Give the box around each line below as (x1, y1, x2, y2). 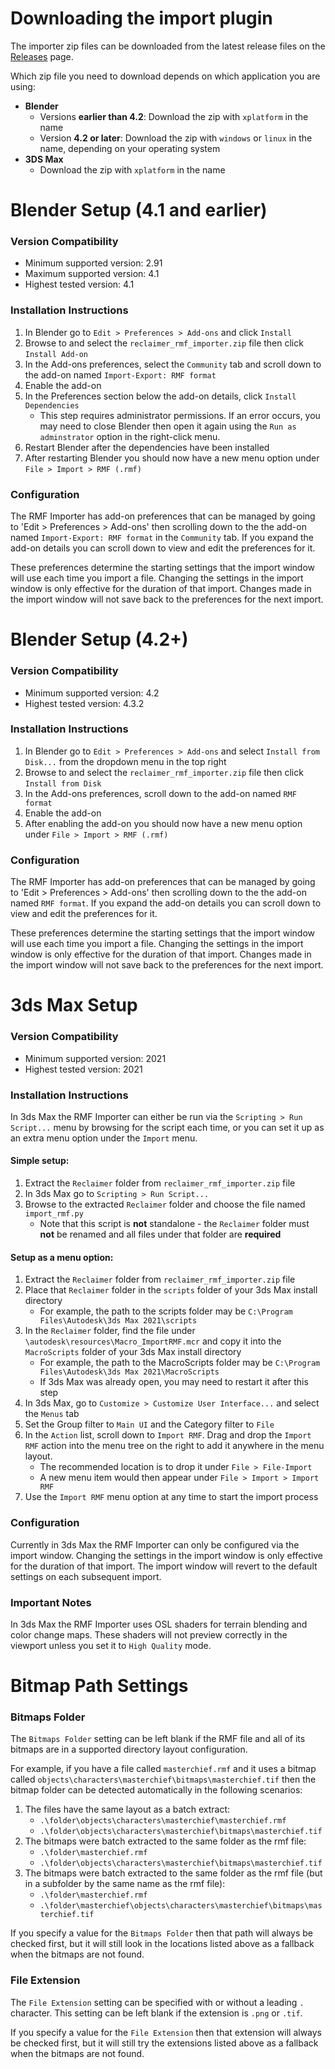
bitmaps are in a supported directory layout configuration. (10, 1743, 248, 1756)
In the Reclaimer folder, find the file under (24, 1325, 196, 1337)
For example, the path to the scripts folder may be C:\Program (39, 1305, 293, 1317)
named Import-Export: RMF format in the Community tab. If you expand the (10, 532, 314, 544)
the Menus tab (24, 1408, 80, 1420)
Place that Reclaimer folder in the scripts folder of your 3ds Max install (24, 1284, 318, 1296)
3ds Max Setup (10, 994, 138, 1017)
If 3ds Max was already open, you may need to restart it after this (39, 1376, 309, 1388)
